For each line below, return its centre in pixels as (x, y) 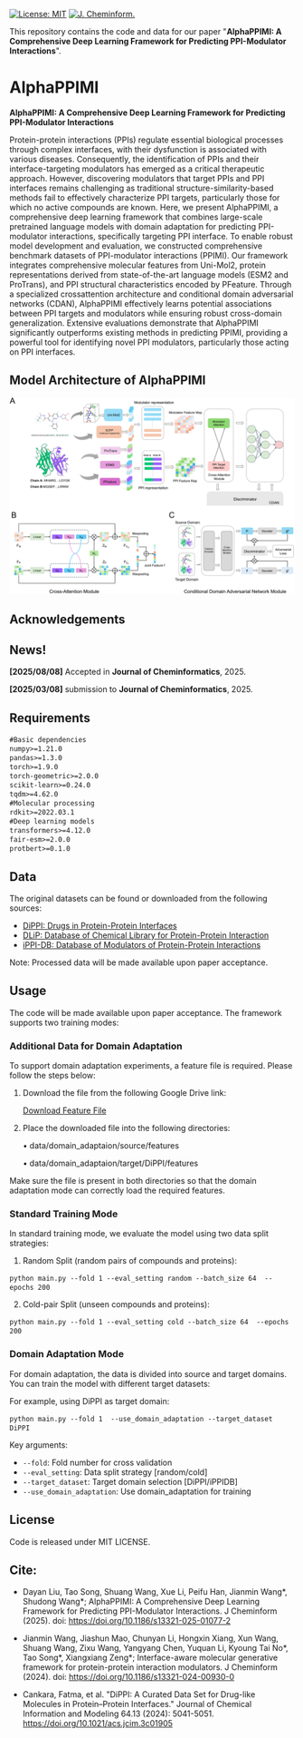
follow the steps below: (53, 1076)
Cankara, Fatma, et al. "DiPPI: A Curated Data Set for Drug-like (139, 1694)
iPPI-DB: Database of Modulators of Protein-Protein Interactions (142, 945)
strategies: (29, 1244)
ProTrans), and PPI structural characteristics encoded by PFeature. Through (151, 284)
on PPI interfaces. (43, 352)
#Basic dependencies (48, 740)
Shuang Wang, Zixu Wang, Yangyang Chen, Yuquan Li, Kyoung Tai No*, (155, 1648)
